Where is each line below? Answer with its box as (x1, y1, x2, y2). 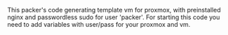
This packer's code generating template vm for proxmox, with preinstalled (7, 6, 221, 14)
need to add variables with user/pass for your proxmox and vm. (7, 21, 191, 28)
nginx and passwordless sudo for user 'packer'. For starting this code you (7, 13, 220, 21)
